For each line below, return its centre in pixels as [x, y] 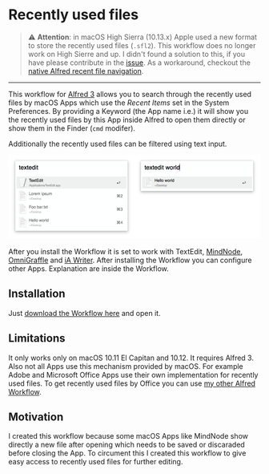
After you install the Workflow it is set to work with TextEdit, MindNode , [126, 251]
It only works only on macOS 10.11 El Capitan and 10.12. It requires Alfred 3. [131, 358]
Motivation [36, 417]
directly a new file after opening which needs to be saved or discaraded [127, 445]
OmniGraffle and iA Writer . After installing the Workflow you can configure [130, 260]
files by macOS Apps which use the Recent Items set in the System [119, 103]
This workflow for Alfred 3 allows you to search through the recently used [130, 94]
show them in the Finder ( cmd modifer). [72, 128]
